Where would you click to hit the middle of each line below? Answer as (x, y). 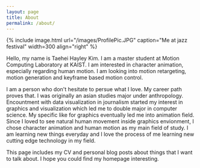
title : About (23, 18)
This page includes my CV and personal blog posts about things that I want (99, 152)
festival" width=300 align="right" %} (52, 47)
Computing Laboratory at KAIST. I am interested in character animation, (95, 65)
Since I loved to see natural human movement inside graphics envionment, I (100, 121)
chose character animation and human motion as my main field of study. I (97, 128)
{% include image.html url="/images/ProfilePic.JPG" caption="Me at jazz (97, 40)
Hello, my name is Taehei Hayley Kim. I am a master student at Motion (93, 59)
